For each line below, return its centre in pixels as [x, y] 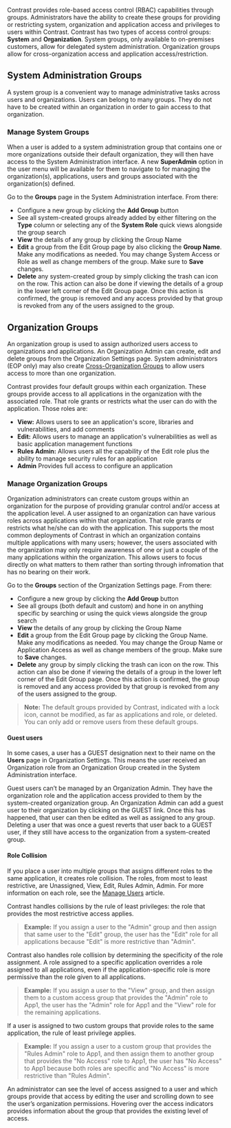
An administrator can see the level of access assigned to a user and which [112, 1089]
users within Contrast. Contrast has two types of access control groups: [109, 32]
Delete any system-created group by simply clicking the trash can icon [118, 276]
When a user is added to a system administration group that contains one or [114, 147]
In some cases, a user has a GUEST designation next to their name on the [111, 753]
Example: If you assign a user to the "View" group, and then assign [119, 990]
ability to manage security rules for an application [87, 459]
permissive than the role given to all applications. [76, 977]
